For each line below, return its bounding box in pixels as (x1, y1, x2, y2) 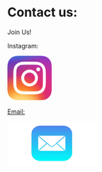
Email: (7, 107, 25, 116)
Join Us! (7, 28, 32, 36)
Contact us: (7, 4, 78, 21)
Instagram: (7, 41, 39, 50)
